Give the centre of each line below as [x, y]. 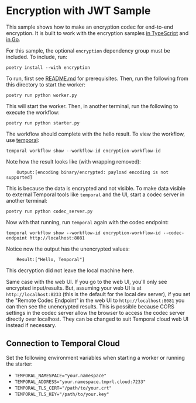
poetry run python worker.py [42, 95]
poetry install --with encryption [48, 67]
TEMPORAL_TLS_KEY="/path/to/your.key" [62, 394]
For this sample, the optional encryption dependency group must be [88, 50]
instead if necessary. [31, 325]
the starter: [20, 364]
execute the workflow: [33, 112]
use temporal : [23, 140]
